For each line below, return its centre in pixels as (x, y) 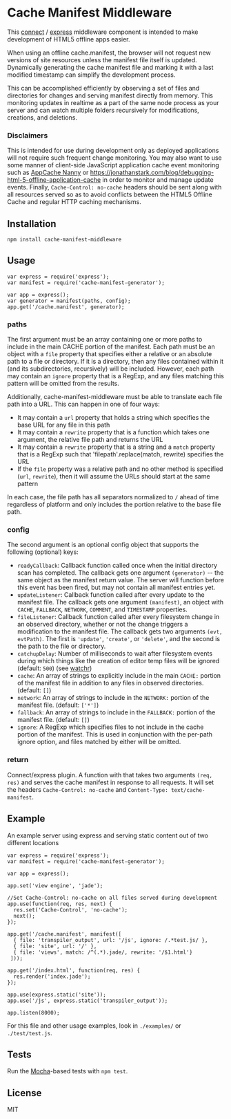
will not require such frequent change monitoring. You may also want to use (114, 158)
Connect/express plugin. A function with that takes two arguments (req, (110, 775)
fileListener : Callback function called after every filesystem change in (118, 617)
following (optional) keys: (43, 552)
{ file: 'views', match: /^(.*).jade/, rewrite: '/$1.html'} (103, 952)
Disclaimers (28, 135)
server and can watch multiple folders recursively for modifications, (103, 110)
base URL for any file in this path (63, 425)
